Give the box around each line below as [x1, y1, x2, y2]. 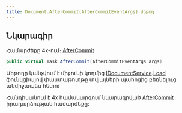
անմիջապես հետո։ [6, 82, 60, 90]
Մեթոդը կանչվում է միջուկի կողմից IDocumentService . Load [6, 70, 166, 77]
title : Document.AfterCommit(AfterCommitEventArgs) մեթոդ [6, 8, 154, 15]
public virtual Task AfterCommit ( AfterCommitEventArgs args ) [6, 58, 163, 65]
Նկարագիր [6, 31, 53, 41]
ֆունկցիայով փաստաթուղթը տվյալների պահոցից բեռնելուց [6, 76, 177, 83]
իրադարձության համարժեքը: [6, 100, 90, 108]
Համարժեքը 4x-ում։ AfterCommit [6, 47, 94, 54]
